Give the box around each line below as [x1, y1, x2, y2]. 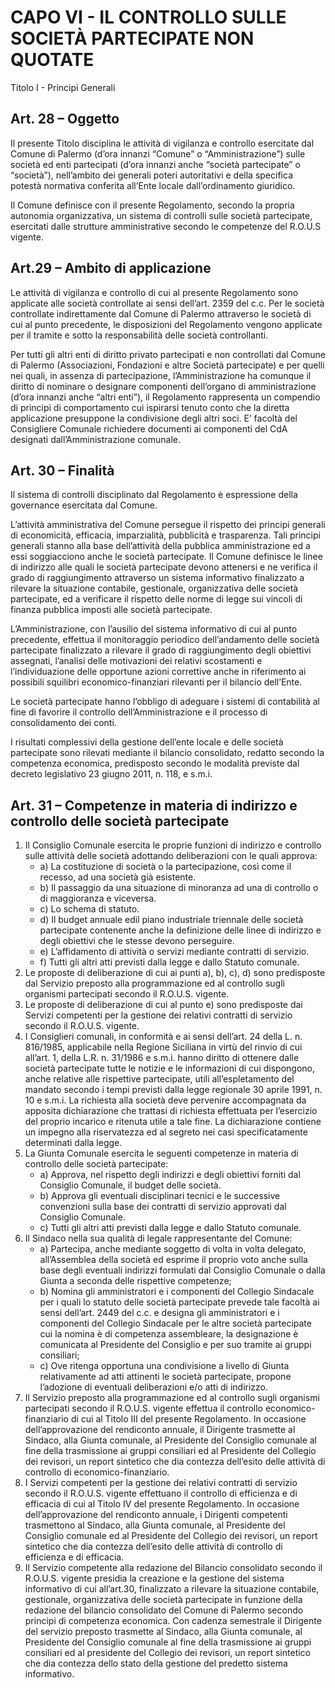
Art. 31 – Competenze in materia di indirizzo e [10, 797, 298, 814]
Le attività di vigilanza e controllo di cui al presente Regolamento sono [10, 286, 299, 298]
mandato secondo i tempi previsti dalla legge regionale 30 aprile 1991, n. [24, 1084, 323, 1096]
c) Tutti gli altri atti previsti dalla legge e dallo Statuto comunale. [39, 1222, 302, 1234]
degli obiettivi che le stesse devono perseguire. [39, 935, 235, 947]
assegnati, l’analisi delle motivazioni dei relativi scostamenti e [10, 655, 263, 667]
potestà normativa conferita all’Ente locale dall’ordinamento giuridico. [10, 179, 296, 191]
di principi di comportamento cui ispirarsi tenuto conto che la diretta [10, 401, 290, 413]
